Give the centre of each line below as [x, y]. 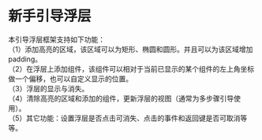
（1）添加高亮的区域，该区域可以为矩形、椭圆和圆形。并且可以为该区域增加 [131, 49]
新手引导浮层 [50, 16]
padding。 [25, 59]
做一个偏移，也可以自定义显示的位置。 [70, 79]
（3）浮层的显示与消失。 [49, 88]
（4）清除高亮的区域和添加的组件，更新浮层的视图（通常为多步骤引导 [121, 98]
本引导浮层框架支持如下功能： [56, 39]
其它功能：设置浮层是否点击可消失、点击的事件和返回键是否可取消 [133, 118]
